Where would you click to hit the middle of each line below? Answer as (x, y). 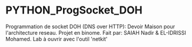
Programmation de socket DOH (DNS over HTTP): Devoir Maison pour (90, 26)
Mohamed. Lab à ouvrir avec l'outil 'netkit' (57, 39)
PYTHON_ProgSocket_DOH (74, 10)
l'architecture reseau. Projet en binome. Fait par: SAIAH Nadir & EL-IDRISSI (96, 32)
